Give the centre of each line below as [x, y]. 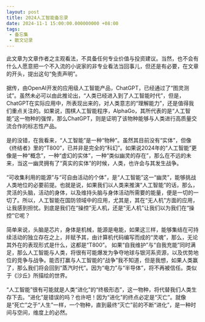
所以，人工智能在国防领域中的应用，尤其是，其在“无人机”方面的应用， [110, 200]
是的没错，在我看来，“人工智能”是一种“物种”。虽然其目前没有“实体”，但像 [99, 140]
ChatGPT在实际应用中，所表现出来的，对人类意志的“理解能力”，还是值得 [98, 103]
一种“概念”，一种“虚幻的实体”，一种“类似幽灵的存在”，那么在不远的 [101, 156]
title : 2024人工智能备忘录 [37, 18]
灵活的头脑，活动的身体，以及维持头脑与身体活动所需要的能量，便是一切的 [100, 192]
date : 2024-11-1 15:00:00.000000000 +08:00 [63, 23]
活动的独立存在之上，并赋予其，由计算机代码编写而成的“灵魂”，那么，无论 [105, 237]
